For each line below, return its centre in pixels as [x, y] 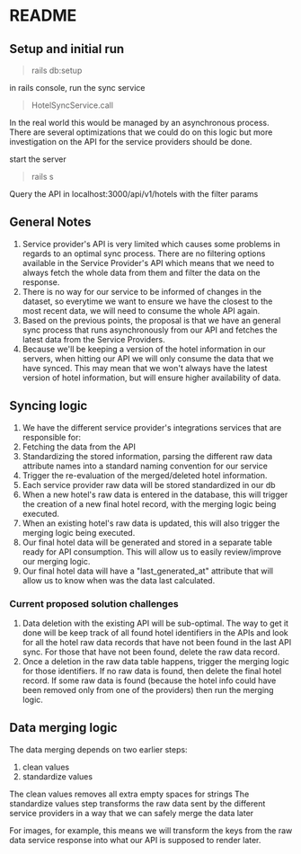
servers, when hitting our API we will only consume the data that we [148, 358]
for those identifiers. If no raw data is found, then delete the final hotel [152, 671]
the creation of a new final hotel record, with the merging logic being [149, 503]
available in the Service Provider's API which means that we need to [148, 262]
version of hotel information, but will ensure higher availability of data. [151, 378]
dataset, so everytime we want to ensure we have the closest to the [147, 301]
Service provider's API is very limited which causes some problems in [151, 244]
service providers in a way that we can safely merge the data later [132, 813]
